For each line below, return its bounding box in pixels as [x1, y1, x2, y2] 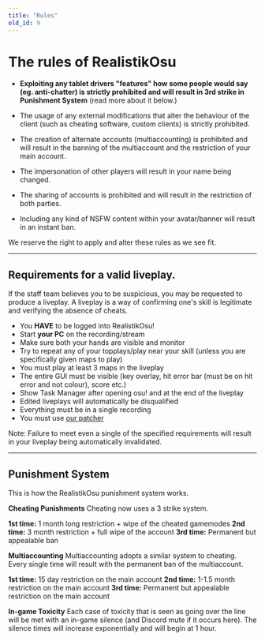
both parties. [19, 199, 62, 208]
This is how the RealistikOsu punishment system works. [8, 489, 189, 498]
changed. [19, 175, 51, 185]
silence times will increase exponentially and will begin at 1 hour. [8, 624, 217, 633]
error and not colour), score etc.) [19, 380, 127, 389]
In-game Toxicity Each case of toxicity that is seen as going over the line [8, 607, 246, 617]
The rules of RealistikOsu [8, 53, 177, 71]
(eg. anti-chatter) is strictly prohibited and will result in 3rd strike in [19, 88, 244, 97]
